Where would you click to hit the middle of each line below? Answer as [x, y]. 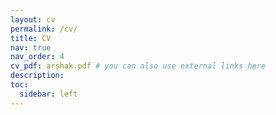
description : [37, 76]
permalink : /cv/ [44, 29]
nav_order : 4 [37, 57]
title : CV [31, 38]
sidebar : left [48, 94]
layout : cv [33, 19]
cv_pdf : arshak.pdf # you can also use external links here [138, 66]
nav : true [31, 47]
